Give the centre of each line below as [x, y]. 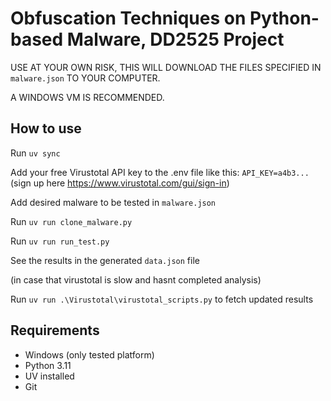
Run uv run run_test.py [60, 241]
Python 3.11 [48, 365]
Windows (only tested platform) [89, 354]
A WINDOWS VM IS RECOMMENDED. [87, 97]
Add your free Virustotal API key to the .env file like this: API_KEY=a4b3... [160, 172]
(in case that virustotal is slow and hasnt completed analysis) [136, 279]
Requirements [55, 330]
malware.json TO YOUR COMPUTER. [85, 78]
